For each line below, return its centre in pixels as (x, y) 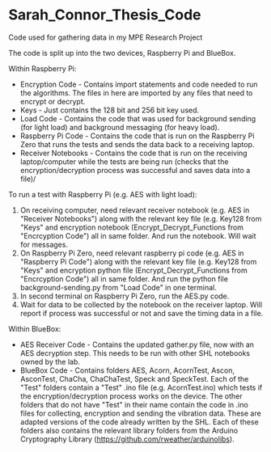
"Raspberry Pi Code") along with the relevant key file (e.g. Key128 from (138, 261)
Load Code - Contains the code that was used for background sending (138, 118)
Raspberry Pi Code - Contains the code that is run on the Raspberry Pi (137, 136)
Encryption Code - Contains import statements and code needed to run (139, 84)
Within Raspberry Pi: (42, 68)
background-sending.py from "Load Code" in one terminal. (118, 287)
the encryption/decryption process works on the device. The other (131, 396)
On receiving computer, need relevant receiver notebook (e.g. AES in (135, 210)
